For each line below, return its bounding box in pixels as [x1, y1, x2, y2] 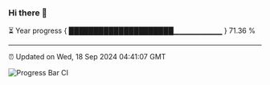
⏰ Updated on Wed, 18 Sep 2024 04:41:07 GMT [8, 52, 166, 62]
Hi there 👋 [8, 7, 48, 18]
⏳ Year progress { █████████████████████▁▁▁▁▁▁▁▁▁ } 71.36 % [8, 26, 256, 35]
